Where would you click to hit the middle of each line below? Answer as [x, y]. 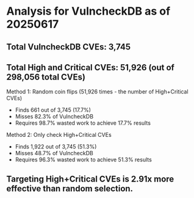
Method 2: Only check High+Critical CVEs [59, 135]
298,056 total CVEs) [46, 77]
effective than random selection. [70, 189]
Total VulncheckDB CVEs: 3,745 [69, 47]
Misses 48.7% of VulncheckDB [54, 153]
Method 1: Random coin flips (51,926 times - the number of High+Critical [97, 92]
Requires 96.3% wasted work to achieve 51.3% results [84, 159]
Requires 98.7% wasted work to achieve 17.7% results [83, 123]
